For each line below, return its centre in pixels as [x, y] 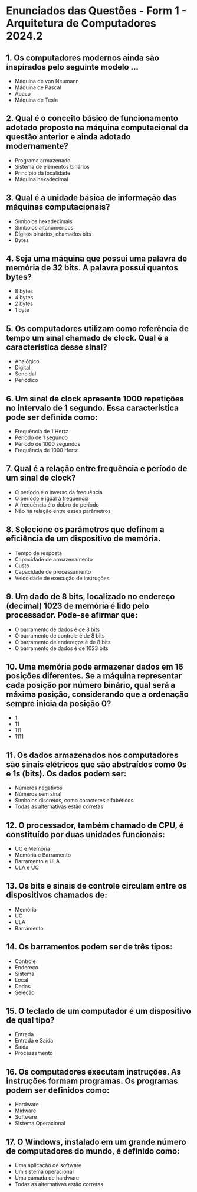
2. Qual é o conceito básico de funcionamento [92, 118]
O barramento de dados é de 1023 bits [61, 648]
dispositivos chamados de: [57, 895]
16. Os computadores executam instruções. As [94, 1072]
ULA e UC [27, 867]
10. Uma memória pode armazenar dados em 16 [95, 666]
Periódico [26, 380]
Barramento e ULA [37, 861]
